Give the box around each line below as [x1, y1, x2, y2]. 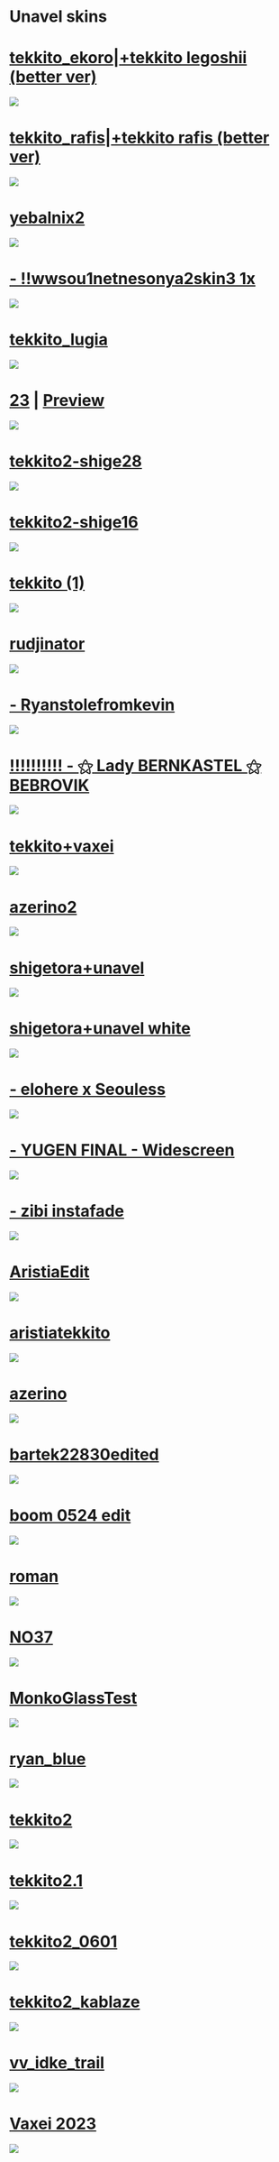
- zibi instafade [9, 1201, 124, 1221]
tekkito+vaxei [9, 836, 114, 856]
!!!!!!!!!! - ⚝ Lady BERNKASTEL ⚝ [9, 755, 262, 776]
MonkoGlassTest [9, 1688, 138, 1708]
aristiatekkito [9, 1323, 111, 1343]
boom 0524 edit [9, 1504, 131, 1525]
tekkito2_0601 [9, 1931, 118, 1952]
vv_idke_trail [9, 2053, 105, 2074]
